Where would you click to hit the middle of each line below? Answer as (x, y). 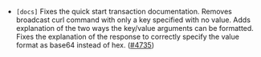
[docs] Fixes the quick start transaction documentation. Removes (124, 11)
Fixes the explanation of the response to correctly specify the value (127, 36)
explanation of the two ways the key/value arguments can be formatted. (135, 28)
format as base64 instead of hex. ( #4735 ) (85, 45)
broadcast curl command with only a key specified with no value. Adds (133, 20)
